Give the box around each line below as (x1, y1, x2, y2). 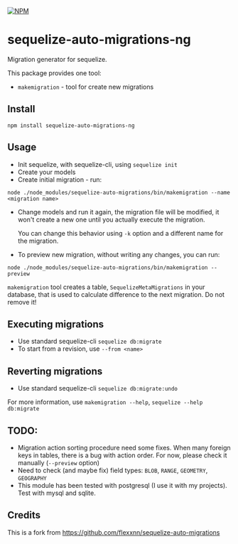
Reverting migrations (7, 365, 103, 377)
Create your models (17, 168, 76, 176)
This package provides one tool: (7, 68, 102, 77)
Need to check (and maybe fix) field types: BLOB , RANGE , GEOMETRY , (17, 466, 208, 474)
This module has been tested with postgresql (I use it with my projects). (17, 482, 227, 489)
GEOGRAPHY (17, 475, 48, 482)
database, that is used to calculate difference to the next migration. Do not (7, 290, 225, 298)
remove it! (7, 298, 37, 306)
